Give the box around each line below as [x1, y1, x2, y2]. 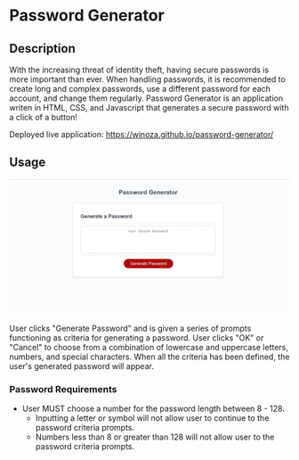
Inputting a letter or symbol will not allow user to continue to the [35, 413, 270, 423]
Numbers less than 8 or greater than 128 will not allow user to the [35, 431, 275, 442]
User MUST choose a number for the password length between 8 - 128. [21, 403, 285, 415]
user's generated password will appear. [9, 360, 154, 371]
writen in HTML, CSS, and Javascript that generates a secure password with [9, 103, 289, 112]
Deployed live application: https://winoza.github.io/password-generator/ [9, 129, 274, 139]
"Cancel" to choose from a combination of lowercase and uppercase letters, [9, 341, 289, 352]
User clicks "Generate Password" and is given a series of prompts [9, 323, 252, 333]
